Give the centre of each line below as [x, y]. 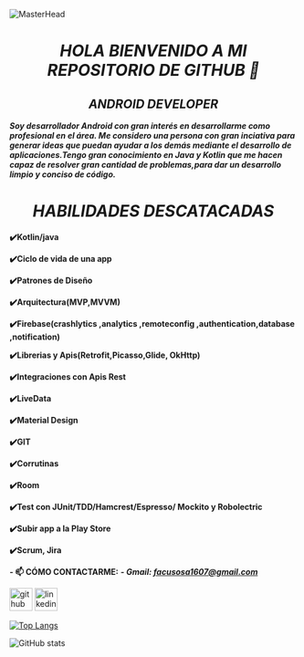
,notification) [35, 337]
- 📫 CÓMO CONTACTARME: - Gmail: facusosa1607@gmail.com [134, 571]
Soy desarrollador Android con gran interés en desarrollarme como [140, 126]
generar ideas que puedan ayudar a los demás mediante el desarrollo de [151, 145]
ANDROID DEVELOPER [153, 104]
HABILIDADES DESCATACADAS [153, 211]
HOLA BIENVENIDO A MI [153, 51]
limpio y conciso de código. [63, 174]
